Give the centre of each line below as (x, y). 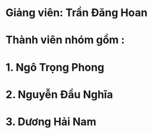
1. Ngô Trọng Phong (55, 67)
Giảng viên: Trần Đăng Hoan (76, 13)
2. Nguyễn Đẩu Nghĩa (60, 94)
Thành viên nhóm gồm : (65, 40)
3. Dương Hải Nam (51, 121)
